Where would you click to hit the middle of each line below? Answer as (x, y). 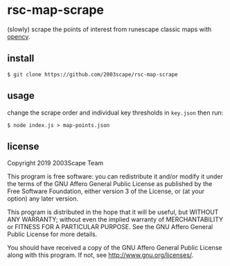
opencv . (19, 36)
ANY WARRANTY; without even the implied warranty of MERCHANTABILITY (115, 219)
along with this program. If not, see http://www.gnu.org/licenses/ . (100, 255)
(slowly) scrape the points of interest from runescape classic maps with (109, 29)
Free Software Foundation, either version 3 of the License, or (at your (106, 191)
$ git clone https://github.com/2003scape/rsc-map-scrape (92, 74)
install (21, 59)
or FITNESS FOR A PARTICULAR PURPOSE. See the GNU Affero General (110, 227)
